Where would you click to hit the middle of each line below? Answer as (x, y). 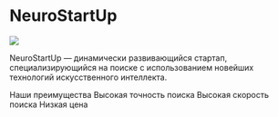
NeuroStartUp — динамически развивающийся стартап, (118, 58)
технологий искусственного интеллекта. (88, 77)
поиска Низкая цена (49, 104)
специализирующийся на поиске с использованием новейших (132, 67)
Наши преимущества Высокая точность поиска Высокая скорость (139, 94)
